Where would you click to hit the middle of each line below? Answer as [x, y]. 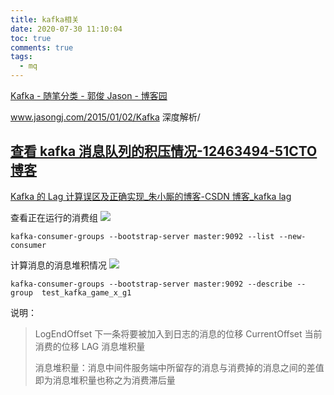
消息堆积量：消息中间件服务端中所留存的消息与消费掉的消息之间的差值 [179, 367]
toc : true [31, 38]
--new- [292, 236]
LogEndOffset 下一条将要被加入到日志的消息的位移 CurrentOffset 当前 [178, 333]
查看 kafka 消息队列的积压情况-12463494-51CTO [164, 151]
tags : [21, 57]
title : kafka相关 [45, 19]
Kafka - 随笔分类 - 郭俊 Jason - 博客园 [89, 95]
